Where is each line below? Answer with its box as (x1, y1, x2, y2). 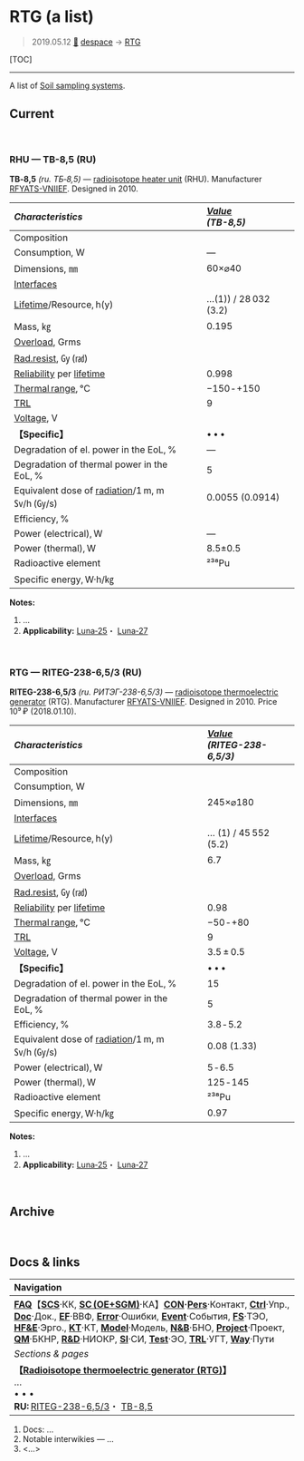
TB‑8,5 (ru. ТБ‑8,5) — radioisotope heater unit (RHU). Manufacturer (9, 174, 262, 185)
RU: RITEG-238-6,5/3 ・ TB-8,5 (14, 1399, 154, 1412)
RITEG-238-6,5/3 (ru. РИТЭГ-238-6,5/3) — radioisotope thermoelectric (9, 687, 279, 697)
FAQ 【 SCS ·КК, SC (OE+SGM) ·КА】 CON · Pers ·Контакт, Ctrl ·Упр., (14, 1298, 290, 1310)
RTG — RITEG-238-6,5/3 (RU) (9, 666, 142, 678)
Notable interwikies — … (22, 1433, 115, 1444)
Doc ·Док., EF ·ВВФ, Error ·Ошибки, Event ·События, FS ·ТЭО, (14, 1310, 269, 1322)
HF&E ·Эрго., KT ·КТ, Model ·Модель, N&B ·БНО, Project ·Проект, (14, 1321, 285, 1334)
